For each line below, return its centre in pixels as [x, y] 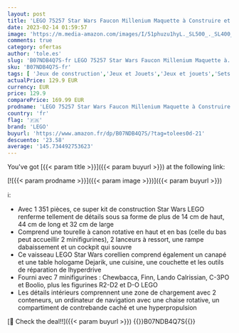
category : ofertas [34, 47]
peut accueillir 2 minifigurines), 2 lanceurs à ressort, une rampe [111, 240]
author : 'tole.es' [34, 54]
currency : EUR [28, 87]
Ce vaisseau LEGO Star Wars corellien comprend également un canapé [122, 255]
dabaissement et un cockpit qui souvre [75, 247]
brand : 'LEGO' [28, 127]
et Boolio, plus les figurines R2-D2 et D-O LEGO [87, 285]
